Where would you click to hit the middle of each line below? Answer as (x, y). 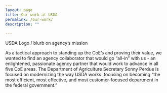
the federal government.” (31, 85)
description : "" (22, 24)
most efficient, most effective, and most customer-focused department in (82, 80)
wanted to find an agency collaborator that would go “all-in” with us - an (80, 58)
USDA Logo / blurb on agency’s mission (47, 43)
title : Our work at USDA (31, 15)
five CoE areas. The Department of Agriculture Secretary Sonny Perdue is (82, 69)
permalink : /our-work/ (29, 19)
